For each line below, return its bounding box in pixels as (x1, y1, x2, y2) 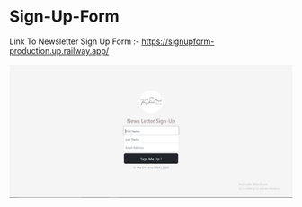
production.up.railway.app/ (9, 45, 110, 56)
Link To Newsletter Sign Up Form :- (9, 36, 140, 47)
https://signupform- (141, 36, 215, 47)
